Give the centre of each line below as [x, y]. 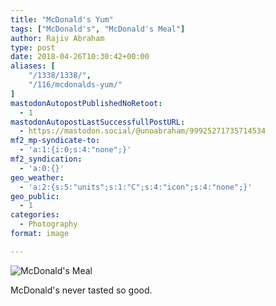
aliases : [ [33, 66]
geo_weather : [37, 177]
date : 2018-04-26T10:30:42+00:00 [80, 57]
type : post [33, 47]
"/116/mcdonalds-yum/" [75, 85]
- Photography [48, 224]
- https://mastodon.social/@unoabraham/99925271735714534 [143, 131]
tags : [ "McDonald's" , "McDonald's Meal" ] [98, 29]
